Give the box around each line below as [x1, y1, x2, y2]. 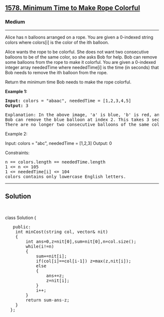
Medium [5, 19, 25, 25]
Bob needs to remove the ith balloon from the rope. [5, 69, 108, 75]
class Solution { [5, 215, 37, 220]
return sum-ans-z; [25, 297, 70, 303]
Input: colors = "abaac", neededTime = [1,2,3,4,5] [5, 98, 132, 103]
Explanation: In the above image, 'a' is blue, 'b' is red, [5, 112, 152, 118]
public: [13, 224, 31, 230]
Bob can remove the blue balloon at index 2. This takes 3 [5, 117, 150, 122]
